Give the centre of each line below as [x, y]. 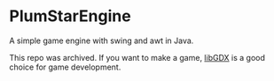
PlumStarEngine [70, 16]
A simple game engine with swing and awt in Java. [102, 40]
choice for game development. [65, 67]
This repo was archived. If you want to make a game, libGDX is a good [137, 57]
